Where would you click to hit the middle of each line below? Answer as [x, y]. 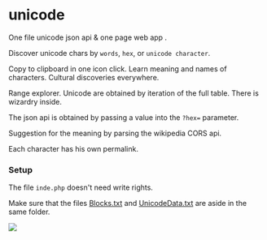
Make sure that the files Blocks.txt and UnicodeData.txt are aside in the [127, 204]
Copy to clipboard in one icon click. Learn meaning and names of [118, 69]
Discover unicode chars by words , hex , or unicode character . [109, 53]
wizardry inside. [35, 101]
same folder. [29, 212]
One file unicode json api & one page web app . [88, 37]
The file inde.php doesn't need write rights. [81, 187]
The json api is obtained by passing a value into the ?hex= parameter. [124, 117]
